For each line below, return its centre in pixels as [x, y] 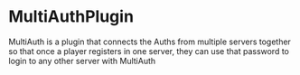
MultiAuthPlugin [71, 17]
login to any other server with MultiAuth [82, 61]
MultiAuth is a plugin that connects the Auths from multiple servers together [150, 42]
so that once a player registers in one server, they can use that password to [149, 51]
